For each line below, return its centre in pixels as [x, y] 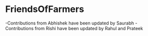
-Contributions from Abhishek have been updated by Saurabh [70, 23]
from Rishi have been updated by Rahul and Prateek [89, 28]
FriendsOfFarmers [45, 9]
